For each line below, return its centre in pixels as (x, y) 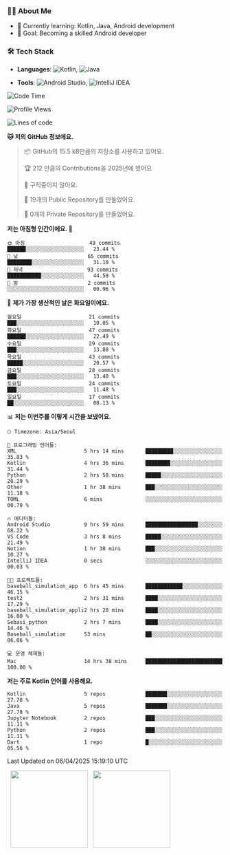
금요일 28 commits (64, 370)
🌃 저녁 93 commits (63, 270)
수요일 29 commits (64, 343)
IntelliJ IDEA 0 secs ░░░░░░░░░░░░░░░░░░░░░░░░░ (115, 561)
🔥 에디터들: (22, 519)
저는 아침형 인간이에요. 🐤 (40, 228)
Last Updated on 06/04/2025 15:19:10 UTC (68, 761)
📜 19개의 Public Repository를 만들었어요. (79, 199)
